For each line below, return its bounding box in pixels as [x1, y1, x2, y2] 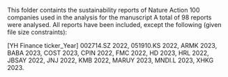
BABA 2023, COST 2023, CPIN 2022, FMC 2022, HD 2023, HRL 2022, [7, 49, 209, 57]
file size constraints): [7, 28, 68, 36]
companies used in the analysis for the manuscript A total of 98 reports [7, 13, 212, 22]
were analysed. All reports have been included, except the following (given [7, 21, 222, 28]
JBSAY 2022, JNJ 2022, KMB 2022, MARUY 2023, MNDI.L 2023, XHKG [7, 56, 214, 65]
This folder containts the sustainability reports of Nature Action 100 [7, 6, 200, 14]
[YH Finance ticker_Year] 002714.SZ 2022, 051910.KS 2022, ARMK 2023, [7, 42, 218, 49]
